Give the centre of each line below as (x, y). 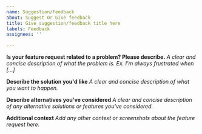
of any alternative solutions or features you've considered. (80, 106)
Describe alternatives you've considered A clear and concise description (99, 100)
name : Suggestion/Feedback (40, 12)
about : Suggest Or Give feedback (49, 18)
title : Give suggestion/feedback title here (63, 23)
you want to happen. (32, 88)
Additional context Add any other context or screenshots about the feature (101, 118)
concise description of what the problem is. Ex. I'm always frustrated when (100, 64)
